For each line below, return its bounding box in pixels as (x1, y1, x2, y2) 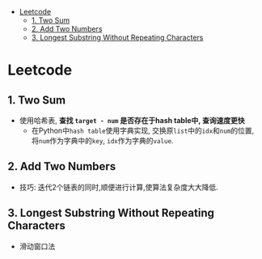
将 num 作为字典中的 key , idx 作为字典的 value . (31, 136, 174, 145)
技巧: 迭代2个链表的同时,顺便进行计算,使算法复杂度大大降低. (19, 182, 219, 192)
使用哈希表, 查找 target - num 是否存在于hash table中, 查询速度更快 (19, 116, 245, 125)
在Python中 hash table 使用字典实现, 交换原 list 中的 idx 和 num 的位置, (31, 125, 255, 135)
